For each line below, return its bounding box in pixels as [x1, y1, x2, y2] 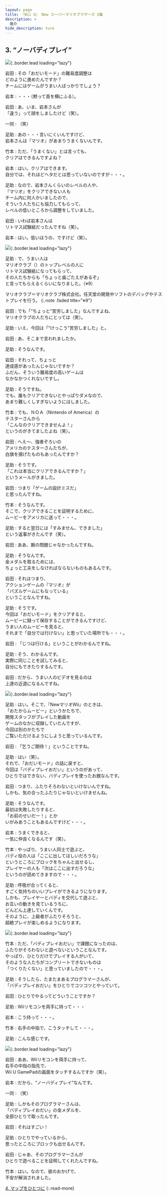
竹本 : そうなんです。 [5, 501, 48, 507]
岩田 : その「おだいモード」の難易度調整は [5, 70, 92, 76]
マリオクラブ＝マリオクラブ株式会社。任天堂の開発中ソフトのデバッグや [5, 291, 154, 297]
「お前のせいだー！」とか [5, 812, 58, 818]
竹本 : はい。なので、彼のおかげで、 [5, 1168, 79, 1174]
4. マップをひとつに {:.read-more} [5, 1185, 75, 1191]
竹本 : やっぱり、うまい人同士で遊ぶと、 [5, 846, 87, 852]
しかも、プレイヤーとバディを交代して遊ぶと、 [5, 894, 101, 900]
